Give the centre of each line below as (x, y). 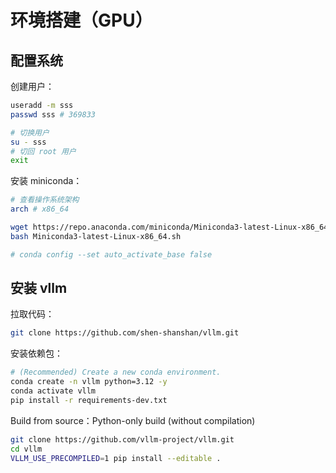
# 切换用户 (30, 132)
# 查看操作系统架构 (45, 200)
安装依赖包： (36, 353)
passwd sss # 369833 (53, 114)
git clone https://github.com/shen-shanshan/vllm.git (125, 333)
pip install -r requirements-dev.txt (89, 400)
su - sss (28, 142)
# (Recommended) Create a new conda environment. (116, 372)
